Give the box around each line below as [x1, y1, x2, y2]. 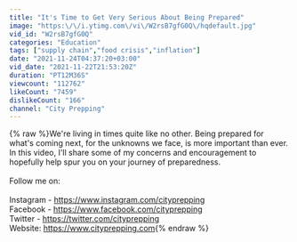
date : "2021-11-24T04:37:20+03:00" [9, 54, 141, 63]
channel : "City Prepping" [9, 104, 105, 113]
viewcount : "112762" [9, 79, 86, 88]
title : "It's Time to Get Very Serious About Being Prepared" [9, 12, 245, 22]
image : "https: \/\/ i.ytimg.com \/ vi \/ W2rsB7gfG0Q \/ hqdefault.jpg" [9, 21, 256, 30]
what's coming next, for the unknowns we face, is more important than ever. [9, 138, 289, 149]
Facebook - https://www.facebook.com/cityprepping [9, 204, 203, 214]
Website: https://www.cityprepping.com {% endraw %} [9, 223, 209, 234]
